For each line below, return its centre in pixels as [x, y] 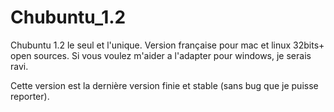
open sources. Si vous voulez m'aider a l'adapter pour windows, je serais [161, 55]
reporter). [30, 96]
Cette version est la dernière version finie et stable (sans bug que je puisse [164, 85]
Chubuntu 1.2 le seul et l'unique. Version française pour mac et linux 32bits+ [167, 45]
